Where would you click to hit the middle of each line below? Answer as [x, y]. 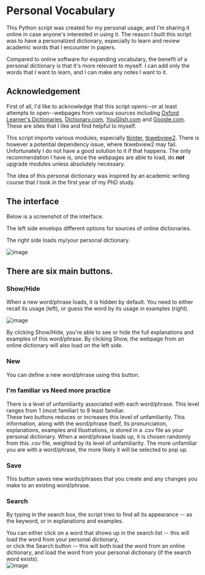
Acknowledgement [43, 92]
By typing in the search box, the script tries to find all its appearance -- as [99, 515]
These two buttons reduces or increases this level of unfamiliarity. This [96, 417]
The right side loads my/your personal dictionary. [68, 240]
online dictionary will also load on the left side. [65, 345]
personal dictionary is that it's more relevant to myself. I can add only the [98, 66]
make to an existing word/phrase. [48, 485]
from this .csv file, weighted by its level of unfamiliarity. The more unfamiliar [102, 443]
